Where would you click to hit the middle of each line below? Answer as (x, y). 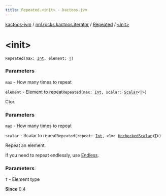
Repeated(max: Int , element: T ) (39, 58)
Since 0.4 (15, 189)
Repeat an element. (26, 145)
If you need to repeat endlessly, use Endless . (52, 155)
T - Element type (23, 179)
